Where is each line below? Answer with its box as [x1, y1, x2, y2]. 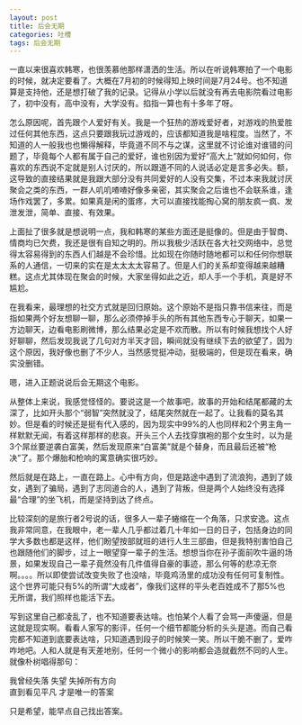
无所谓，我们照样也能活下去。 [9, 592, 120, 603]
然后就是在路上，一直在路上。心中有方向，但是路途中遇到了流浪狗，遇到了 [9, 472, 285, 483]
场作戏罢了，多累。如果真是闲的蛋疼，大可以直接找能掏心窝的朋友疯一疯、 [9, 195, 285, 207]
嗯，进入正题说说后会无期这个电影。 [9, 377, 144, 388]
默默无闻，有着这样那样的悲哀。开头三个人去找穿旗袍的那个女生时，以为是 [16, 430, 293, 441]
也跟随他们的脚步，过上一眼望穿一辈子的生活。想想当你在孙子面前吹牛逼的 [9, 547, 285, 558]
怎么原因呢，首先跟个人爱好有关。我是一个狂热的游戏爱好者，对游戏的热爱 [9, 117, 285, 128]
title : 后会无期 [9, 22, 65, 31]
